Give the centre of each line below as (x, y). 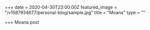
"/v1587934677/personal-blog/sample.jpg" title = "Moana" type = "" (75, 12)
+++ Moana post (22, 22)
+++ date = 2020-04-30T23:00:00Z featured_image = (61, 7)
